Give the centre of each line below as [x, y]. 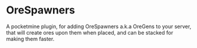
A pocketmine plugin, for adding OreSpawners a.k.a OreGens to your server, [99, 26]
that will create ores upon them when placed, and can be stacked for [90, 32]
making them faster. [30, 39]
